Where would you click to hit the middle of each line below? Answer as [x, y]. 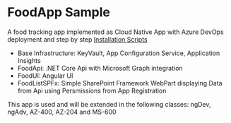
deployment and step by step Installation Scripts [78, 39]
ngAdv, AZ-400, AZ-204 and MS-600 [62, 112]
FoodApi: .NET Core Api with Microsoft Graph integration [100, 68]
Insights [29, 60]
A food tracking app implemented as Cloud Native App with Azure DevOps [115, 32]
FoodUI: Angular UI [45, 76]
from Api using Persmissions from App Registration [92, 90]
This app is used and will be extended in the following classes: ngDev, [109, 104]
